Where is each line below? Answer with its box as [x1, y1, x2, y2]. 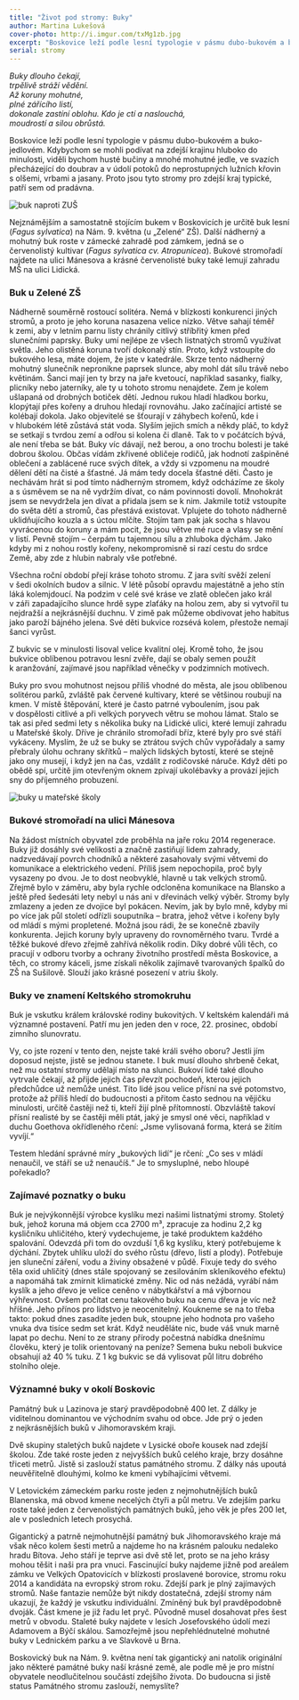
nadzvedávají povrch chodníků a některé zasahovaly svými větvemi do [9, 853, 269, 864]
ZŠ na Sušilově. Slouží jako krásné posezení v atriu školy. [9, 967, 219, 978]
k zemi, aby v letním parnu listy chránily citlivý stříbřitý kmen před [9, 326, 251, 337]
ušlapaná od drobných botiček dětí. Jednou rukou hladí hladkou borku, [9, 392, 269, 403]
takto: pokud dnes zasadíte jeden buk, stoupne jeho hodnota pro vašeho [9, 1314, 275, 1324]
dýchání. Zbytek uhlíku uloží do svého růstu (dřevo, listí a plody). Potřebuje [9, 1248, 283, 1258]
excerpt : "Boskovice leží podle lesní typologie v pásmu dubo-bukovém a [9, 37, 285, 47]
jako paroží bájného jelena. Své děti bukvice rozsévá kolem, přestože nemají [9, 617, 289, 628]
